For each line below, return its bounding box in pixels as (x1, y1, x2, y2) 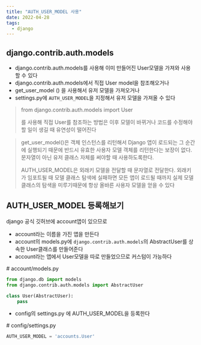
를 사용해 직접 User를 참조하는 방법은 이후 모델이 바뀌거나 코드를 (20, 119, 172, 126)
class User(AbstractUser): (6, 293, 74, 299)
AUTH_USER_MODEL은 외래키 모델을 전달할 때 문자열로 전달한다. (20, 167, 176, 174)
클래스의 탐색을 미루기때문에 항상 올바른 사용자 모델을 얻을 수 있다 (20, 181, 175, 189)
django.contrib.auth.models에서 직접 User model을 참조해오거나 (14, 79, 170, 87)
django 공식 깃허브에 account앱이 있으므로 (6, 217, 107, 225)
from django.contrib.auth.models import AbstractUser (6, 282, 144, 288)
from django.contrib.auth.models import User (20, 106, 133, 114)
